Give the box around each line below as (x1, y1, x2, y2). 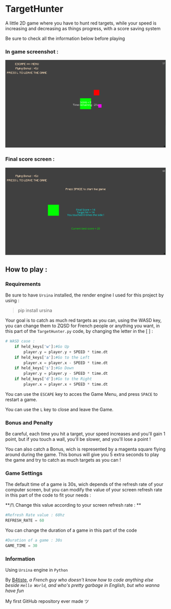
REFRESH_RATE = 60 (5, 518, 44, 523)
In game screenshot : (5, 48, 59, 55)
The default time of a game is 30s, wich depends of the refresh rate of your (5, 481, 164, 487)
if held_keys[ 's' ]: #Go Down (14, 366, 74, 371)
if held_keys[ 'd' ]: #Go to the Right (14, 376, 93, 381)
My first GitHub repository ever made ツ (5, 598, 89, 604)
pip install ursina (17, 307, 52, 313)
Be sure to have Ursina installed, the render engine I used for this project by (5, 292, 164, 298)
